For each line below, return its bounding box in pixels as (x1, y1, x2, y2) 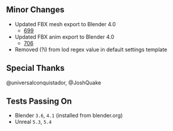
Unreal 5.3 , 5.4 (14, 118, 52, 126)
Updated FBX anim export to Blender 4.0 (14, 33, 115, 40)
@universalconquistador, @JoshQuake (6, 79, 102, 86)
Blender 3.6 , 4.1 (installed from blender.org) (14, 112, 123, 119)
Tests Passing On (6, 96, 73, 107)
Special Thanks (6, 63, 65, 73)
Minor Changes (6, 5, 65, 15)
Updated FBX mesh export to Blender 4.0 (14, 20, 116, 27)
